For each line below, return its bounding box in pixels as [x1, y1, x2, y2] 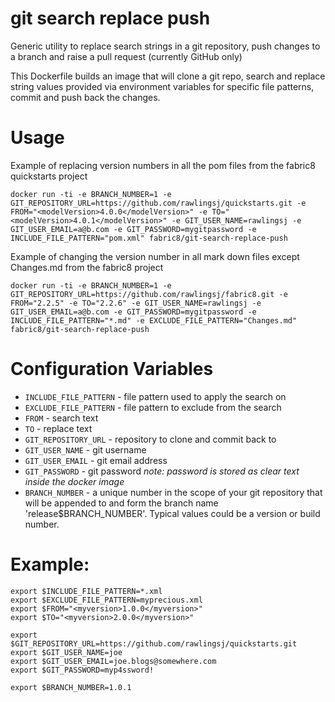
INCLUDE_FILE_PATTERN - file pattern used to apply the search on [24, 390, 287, 402]
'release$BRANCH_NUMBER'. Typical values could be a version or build [24, 507, 321, 519]
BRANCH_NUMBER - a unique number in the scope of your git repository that [24, 486, 323, 498]
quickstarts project [10, 170, 88, 182]
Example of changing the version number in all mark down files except [10, 250, 300, 262]
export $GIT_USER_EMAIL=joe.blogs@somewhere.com [10, 656, 217, 666]
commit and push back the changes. [10, 91, 161, 103]
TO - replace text [24, 422, 93, 434]
